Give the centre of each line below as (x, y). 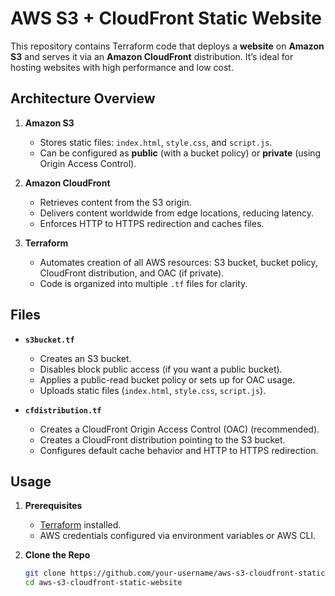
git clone (45, 573)
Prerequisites (53, 506)
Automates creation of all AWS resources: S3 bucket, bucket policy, (178, 262)
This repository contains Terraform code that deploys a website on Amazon (167, 46)
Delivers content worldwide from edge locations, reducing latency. (177, 213)
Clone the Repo (57, 555)
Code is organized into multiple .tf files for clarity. (143, 283)
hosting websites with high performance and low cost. (122, 67)
